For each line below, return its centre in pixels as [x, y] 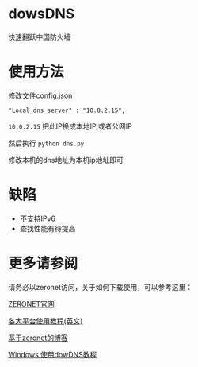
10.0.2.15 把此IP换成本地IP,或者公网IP [70, 126]
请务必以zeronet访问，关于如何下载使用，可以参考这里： [101, 287]
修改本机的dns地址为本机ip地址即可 [66, 160]
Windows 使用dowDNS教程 [53, 354]
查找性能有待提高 [48, 228]
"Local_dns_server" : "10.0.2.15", [67, 110]
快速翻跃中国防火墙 [40, 37]
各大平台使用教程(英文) [46, 321]
